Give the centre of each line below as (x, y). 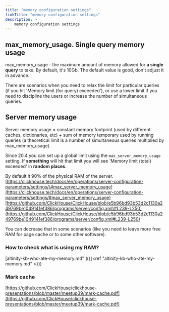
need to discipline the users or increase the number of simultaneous (76, 96)
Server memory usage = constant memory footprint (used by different (78, 129)
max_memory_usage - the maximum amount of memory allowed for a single (84, 65)
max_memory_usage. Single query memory (75, 44)
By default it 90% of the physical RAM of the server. (59, 176)
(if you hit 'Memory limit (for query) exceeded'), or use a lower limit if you (81, 91)
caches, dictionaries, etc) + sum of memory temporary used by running (79, 135)
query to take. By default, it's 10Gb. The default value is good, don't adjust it (84, 70)
